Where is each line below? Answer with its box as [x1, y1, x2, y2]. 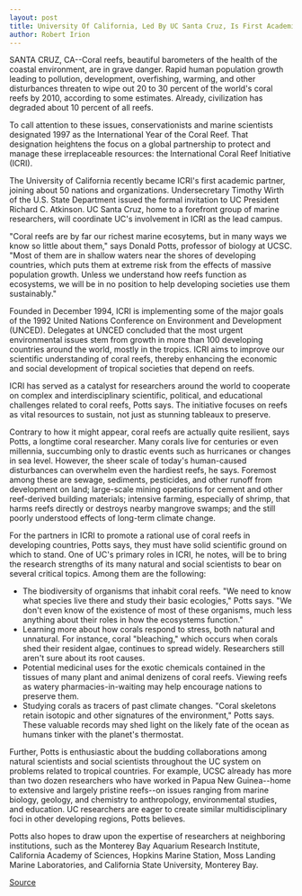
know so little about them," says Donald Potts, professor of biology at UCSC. [9, 240, 292, 252]
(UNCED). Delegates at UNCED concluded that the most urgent [9, 325, 244, 336]
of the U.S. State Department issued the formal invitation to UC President [9, 194, 280, 205]
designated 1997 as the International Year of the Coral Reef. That [9, 130, 249, 140]
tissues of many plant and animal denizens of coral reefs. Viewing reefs [22, 672, 288, 683]
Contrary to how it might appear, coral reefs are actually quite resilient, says [9, 426, 290, 437]
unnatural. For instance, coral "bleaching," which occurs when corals [22, 633, 279, 644]
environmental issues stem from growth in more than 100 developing [9, 335, 263, 345]
